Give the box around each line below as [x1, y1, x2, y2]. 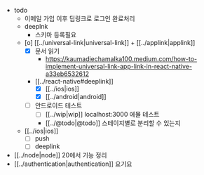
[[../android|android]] [45, 93, 107, 101]
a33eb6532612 [45, 70, 90, 78]
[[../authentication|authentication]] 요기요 [13, 160, 132, 168]
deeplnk [24, 22, 48, 30]
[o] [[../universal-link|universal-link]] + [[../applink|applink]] [24, 39, 196, 46]
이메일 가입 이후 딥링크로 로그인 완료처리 [24, 14, 135, 22]
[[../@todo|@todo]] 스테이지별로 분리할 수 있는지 [45, 119, 181, 127]
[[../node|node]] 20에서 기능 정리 [13, 151, 107, 160]
